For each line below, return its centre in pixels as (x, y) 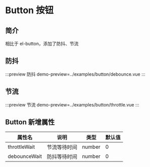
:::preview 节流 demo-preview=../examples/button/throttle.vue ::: (72, 104)
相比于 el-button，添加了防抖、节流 (42, 44)
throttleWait (21, 147)
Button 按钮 (29, 10)
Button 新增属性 (30, 122)
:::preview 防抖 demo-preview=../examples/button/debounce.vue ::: (75, 74)
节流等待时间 (62, 147)
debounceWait (25, 156)
